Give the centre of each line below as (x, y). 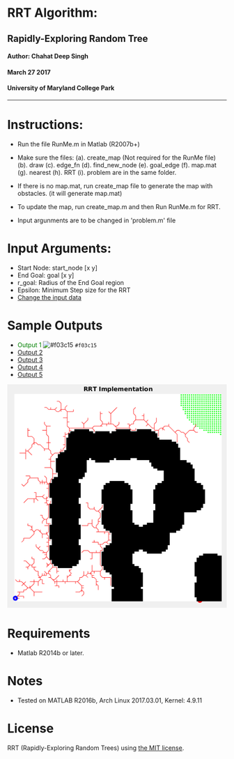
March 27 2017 (29, 72)
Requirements (49, 634)
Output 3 (30, 360)
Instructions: (45, 125)
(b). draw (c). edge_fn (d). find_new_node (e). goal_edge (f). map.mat (117, 164)
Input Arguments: (59, 248)
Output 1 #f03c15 (57, 345)
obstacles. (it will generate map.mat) (70, 193)
